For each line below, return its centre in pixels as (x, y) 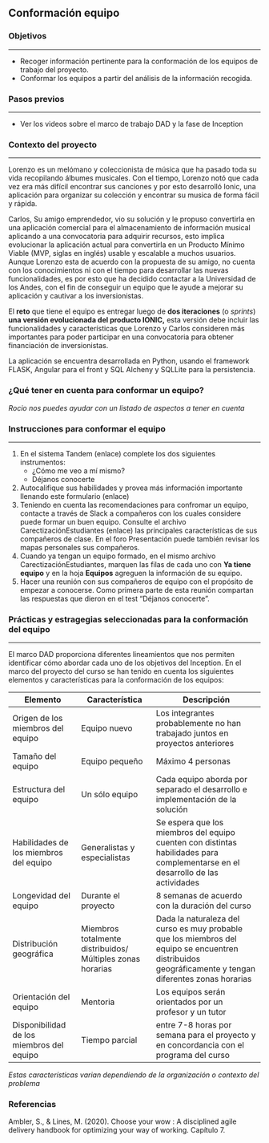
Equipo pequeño (112, 761)
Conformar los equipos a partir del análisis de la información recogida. (136, 78)
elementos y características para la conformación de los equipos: (116, 680)
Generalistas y (108, 848)
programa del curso (193, 1056)
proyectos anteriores (195, 744)
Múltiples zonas (111, 959)
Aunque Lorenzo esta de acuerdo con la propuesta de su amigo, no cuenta (132, 262)
